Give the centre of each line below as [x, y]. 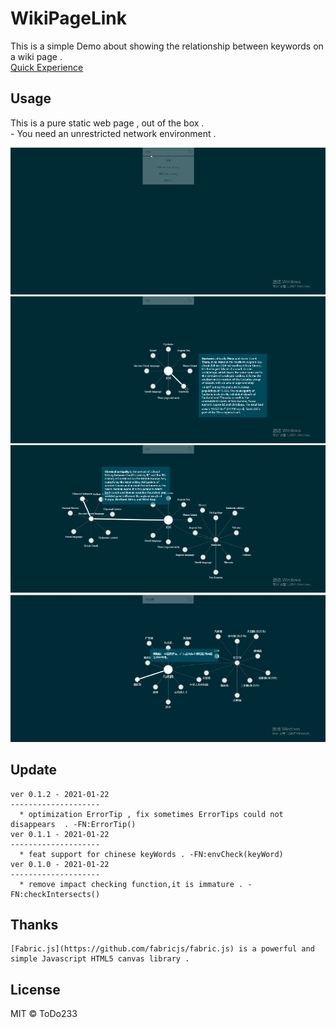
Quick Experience [47, 67]
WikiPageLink [68, 18]
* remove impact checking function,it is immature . [131, 884]
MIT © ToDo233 [44, 1014]
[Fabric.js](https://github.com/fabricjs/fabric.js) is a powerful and [162, 949]
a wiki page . [36, 56]
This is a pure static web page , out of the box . [107, 123]
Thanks [34, 925]
